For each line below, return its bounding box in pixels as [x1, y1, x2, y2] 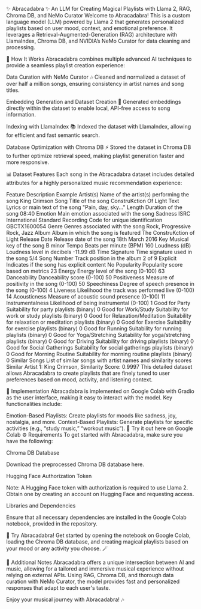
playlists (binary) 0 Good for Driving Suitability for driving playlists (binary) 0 [6, 338, 194, 345]
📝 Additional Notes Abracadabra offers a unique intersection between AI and [6, 559, 195, 566]
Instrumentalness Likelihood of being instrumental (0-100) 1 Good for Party [6, 300, 191, 306]
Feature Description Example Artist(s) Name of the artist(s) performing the [6, 191, 190, 198]
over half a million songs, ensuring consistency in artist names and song [6, 80, 184, 87]
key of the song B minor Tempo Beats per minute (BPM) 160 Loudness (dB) [6, 242, 191, 249]
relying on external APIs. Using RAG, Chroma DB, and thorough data [6, 572, 174, 578]
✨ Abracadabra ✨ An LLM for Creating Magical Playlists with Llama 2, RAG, [6, 5, 191, 12]
